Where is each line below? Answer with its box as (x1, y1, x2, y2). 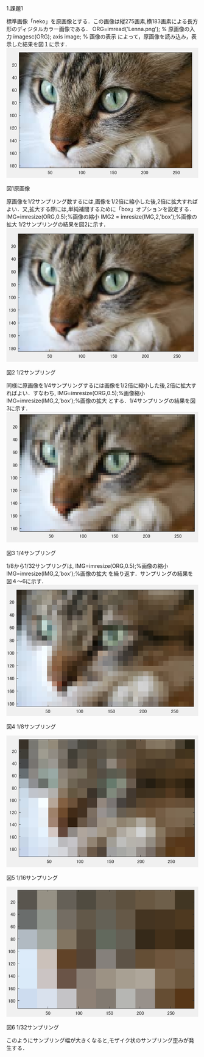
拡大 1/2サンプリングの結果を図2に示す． (6, 221, 109, 228)
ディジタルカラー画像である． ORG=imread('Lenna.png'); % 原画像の (16, 26, 190, 32)
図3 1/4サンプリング (6, 549, 56, 556)
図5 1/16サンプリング (6, 874, 58, 882)
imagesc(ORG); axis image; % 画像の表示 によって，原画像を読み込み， (13, 33, 192, 40)
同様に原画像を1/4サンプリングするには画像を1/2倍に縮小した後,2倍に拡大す (6, 382, 197, 389)
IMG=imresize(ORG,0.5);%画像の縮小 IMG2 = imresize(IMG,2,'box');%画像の (6, 213, 198, 220)
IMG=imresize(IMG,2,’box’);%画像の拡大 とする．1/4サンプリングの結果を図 (6, 397, 196, 404)
